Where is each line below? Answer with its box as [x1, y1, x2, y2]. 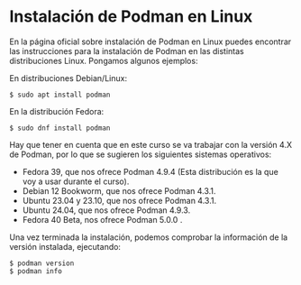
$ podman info [9, 266, 63, 276]
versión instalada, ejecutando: [9, 241, 122, 252]
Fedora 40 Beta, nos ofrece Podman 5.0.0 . [22, 214, 183, 225]
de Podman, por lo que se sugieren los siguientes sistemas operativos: [9, 149, 272, 160]
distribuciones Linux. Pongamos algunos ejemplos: [9, 55, 198, 66]
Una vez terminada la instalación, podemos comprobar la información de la [9, 232, 288, 243]
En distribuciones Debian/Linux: [9, 72, 128, 83]
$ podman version [9, 259, 75, 268]
